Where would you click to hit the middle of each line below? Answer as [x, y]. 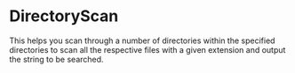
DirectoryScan [64, 16]
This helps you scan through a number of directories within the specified [142, 40]
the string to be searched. [56, 59]
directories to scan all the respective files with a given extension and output [147, 49]
